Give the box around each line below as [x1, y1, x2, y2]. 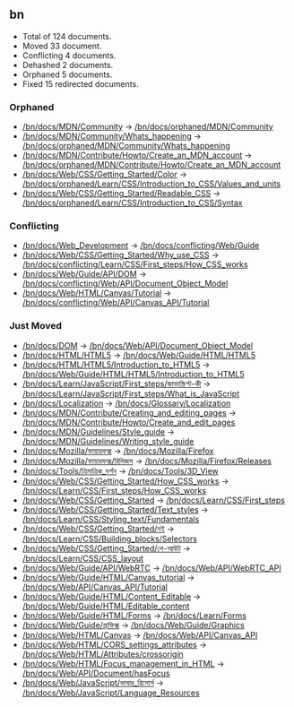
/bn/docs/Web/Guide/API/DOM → [22, 269, 147, 280]
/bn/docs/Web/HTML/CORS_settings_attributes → [22, 639, 208, 650]
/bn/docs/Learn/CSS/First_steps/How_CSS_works [22, 485, 207, 496]
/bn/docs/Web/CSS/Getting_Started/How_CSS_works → [22, 475, 229, 487]
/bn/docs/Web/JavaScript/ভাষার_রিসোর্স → [22, 677, 164, 688]
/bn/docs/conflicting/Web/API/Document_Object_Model [22, 278, 229, 289]
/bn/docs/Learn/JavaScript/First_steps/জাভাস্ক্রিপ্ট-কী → [22, 378, 212, 389]
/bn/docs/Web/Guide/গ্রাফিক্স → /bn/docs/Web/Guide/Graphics [22, 619, 245, 630]
